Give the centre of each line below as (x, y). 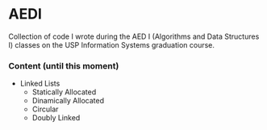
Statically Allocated (64, 92)
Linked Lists (40, 84)
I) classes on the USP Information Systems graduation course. (112, 44)
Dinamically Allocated (68, 101)
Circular (45, 109)
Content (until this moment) (64, 65)
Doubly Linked (56, 118)
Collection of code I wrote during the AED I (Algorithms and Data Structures (134, 36)
